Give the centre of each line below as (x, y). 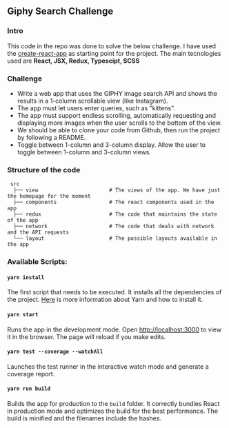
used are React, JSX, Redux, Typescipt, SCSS (73, 61)
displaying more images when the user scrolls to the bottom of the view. (119, 123)
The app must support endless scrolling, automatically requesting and (116, 115)
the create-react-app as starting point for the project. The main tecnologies (114, 53)
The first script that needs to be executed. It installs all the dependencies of (114, 292)
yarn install (26, 277)
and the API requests (38, 233)
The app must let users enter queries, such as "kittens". (96, 108)
